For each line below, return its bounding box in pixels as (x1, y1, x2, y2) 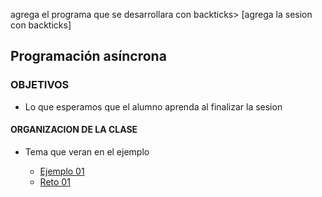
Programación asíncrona (10, 48, 167, 65)
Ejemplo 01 (39, 165, 85, 177)
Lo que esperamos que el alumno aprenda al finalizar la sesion (24, 100, 283, 113)
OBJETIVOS (10, 78, 70, 92)
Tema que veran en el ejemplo (24, 145, 150, 158)
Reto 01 (39, 175, 71, 188)
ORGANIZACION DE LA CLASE (10, 124, 138, 136)
